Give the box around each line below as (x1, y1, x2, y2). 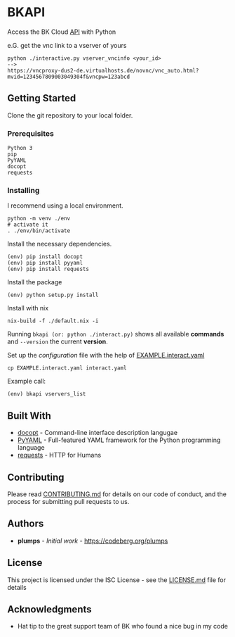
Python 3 (7, 145, 33, 152)
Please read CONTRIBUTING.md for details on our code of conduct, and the (7, 490, 227, 498)
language (17, 443, 45, 452)
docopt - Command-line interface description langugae (17, 429, 177, 437)
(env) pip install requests (7, 265, 90, 273)
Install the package (7, 278, 62, 286)
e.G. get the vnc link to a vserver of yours (7, 41, 127, 49)
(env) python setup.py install (7, 291, 99, 299)
